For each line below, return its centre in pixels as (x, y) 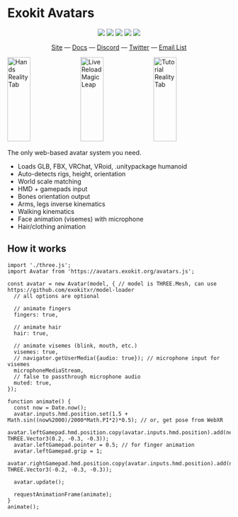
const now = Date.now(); (50, 408)
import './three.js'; (39, 265)
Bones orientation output (54, 196)
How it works (37, 249)
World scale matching (49, 181)
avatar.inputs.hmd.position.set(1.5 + (71, 414)
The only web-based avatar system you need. (74, 152)
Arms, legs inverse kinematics (61, 204)
